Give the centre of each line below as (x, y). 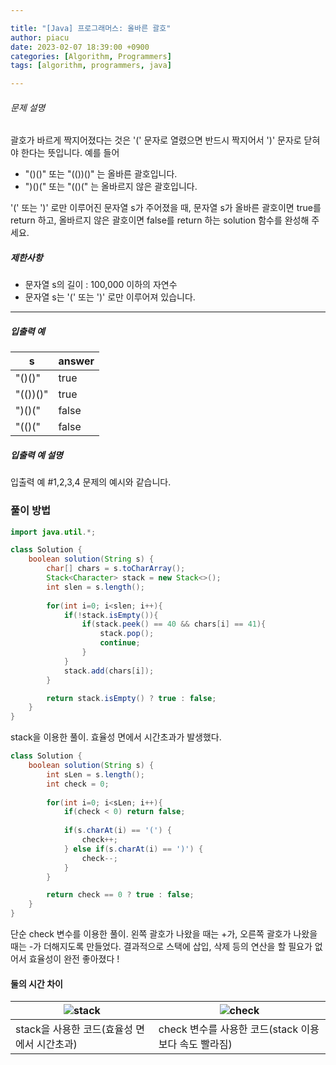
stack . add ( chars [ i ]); (109, 671)
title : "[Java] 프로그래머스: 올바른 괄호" (91, 28)
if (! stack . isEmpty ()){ (111, 615)
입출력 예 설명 (36, 455)
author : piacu (40, 37)
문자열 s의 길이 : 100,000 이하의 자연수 (101, 285)
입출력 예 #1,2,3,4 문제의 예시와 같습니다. (91, 482)
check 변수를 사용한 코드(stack (228, 1029)
